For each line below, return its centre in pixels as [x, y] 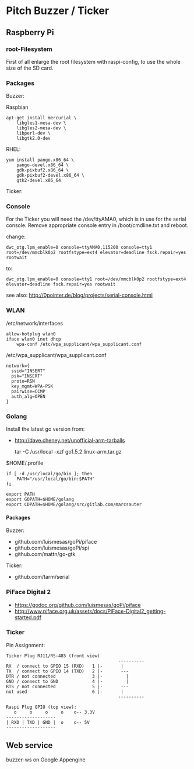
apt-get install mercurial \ [41, 118]
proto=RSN [23, 381]
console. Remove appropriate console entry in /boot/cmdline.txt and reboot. [97, 225]
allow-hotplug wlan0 [31, 334]
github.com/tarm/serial [42, 577]
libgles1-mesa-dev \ [41, 123]
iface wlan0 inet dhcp [33, 339]
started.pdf [28, 617]
